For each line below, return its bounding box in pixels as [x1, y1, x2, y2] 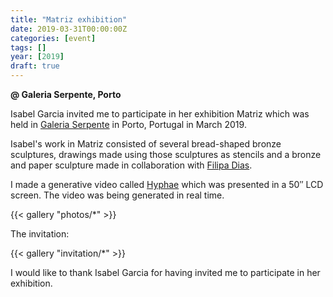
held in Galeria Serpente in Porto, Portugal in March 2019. [10, 119, 247, 130]
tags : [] [10, 42, 47, 53]
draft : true [10, 61, 60, 71]
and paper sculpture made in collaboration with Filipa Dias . [10, 159, 253, 171]
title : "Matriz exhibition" [10, 14, 128, 25]
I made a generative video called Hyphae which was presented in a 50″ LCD [10, 179, 324, 190]
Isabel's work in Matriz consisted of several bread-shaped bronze [10, 138, 282, 150]
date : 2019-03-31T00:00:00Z [10, 24, 128, 34]
